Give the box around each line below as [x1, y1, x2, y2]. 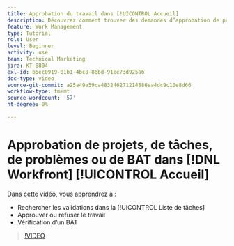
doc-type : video [7, 75, 54, 82]
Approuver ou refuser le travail [17, 210, 106, 219]
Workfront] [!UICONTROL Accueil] [7, 167, 210, 183]
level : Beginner [7, 43, 54, 49]
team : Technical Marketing [7, 56, 86, 63]
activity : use [7, 49, 49, 56]
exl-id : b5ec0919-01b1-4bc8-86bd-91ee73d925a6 [7, 68, 145, 75]
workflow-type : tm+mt [7, 88, 70, 95]
